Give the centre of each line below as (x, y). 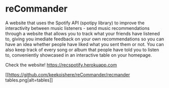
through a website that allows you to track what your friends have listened (82, 33)
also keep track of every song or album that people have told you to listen (82, 50)
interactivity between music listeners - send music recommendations (77, 28)
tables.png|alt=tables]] (29, 80)
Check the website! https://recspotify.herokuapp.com (61, 65)
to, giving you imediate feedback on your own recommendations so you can (85, 39)
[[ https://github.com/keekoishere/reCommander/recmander (68, 74)
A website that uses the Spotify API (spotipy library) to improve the (75, 23)
